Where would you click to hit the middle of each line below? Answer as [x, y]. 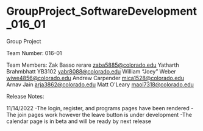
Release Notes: [25, 96]
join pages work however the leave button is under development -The [105, 114]
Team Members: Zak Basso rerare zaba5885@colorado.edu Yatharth [93, 65]
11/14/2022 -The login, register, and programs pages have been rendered [98, 108]
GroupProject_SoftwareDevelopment [101, 11]
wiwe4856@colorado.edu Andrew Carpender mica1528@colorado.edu [95, 78]
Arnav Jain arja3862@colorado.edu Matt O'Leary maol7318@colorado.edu [100, 84]
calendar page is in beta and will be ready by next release [79, 121]
